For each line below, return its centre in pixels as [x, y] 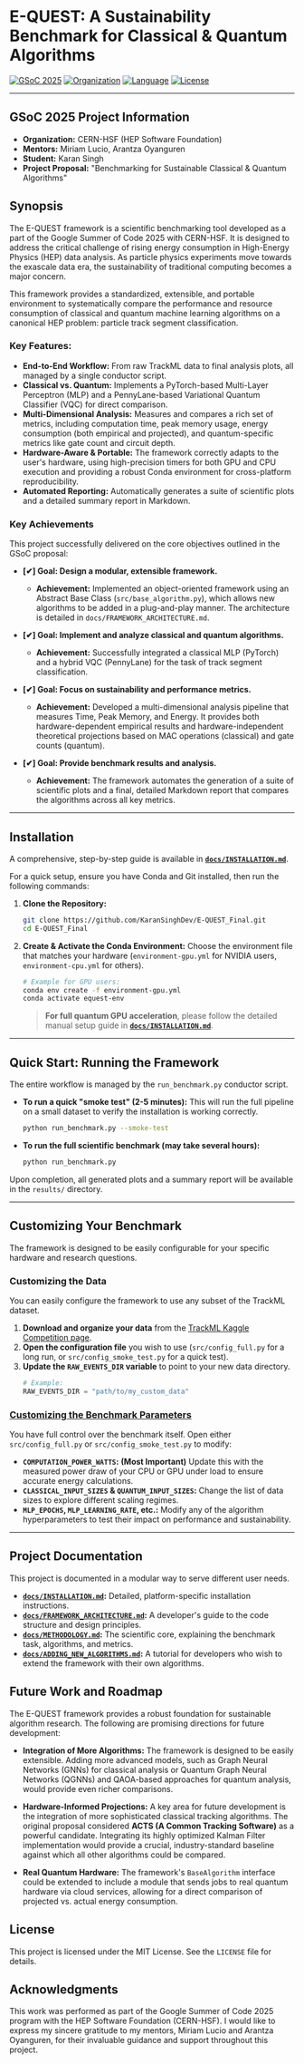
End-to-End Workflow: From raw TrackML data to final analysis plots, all [158, 365]
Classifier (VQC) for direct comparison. [95, 404]
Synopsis [36, 206]
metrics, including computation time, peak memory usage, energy [145, 423]
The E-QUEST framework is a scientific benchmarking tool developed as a [148, 228]
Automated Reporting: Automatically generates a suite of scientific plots [158, 490]
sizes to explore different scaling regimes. [100, 1500]
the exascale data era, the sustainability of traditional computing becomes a [151, 266]
